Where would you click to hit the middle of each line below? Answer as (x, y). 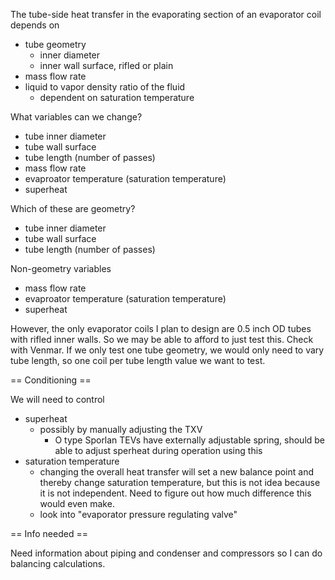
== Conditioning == (51, 380)
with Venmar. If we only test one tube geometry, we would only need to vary (167, 350)
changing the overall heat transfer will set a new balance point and (176, 472)
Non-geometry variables (61, 268)
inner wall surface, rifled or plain (106, 65)
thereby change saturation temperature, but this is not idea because (180, 482)
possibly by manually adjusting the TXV (121, 429)
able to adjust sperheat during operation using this (158, 450)
